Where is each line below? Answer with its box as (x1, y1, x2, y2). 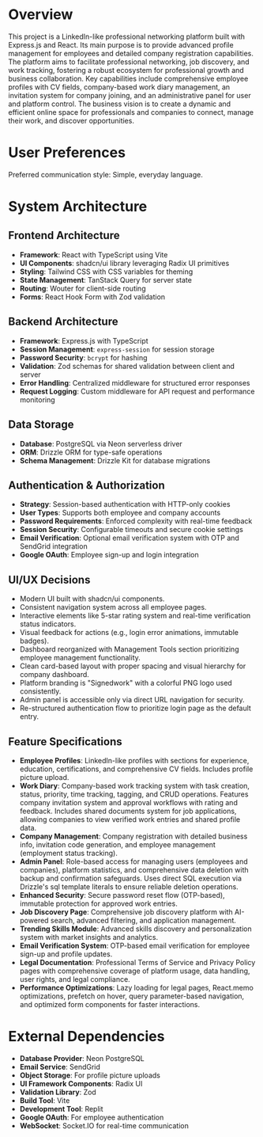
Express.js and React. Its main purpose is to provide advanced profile (8, 40, 235, 49)
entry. (19, 712, 39, 721)
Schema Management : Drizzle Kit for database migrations (19, 455, 211, 465)
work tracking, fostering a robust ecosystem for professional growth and (8, 65, 245, 74)
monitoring (19, 394, 55, 405)
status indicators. (19, 619, 77, 629)
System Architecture (8, 198, 148, 215)
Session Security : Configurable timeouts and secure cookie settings (19, 525, 243, 534)
